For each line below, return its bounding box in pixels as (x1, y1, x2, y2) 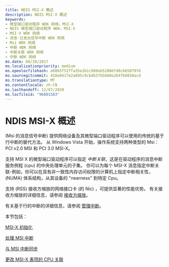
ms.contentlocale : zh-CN (5, 82, 58, 87)
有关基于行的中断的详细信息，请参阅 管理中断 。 (5, 203, 104, 209)
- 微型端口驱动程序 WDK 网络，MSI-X (5, 21, 74, 27)
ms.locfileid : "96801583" (5, 92, 60, 97)
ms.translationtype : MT (5, 78, 55, 83)
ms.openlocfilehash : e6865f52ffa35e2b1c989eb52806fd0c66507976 (5, 69, 141, 74)
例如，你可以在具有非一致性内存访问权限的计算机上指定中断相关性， (12, 169, 153, 175)
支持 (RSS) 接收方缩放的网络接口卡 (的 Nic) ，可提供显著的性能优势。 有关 (5, 186, 158, 192)
